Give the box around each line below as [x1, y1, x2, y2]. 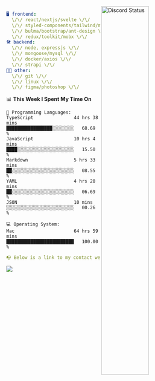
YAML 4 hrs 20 [6, 178, 96, 184]
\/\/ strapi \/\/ [11, 62, 55, 68]
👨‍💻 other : [6, 67, 31, 73]
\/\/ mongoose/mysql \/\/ [11, 51, 77, 57]
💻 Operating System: [6, 221, 60, 227]
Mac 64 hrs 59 [6, 228, 98, 235]
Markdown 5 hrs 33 [6, 157, 96, 163]
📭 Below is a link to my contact [6, 255, 92, 261]
